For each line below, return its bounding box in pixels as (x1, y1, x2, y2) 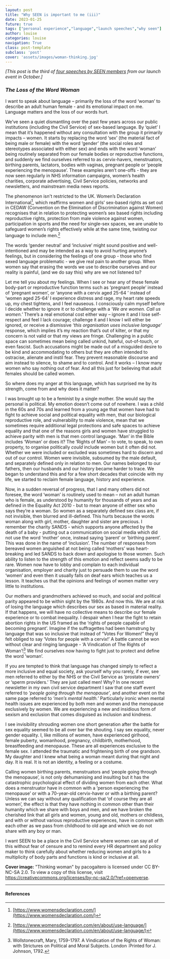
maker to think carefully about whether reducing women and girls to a (5, 849, 151, 855)
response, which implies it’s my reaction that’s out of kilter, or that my (5, 327, 150, 334)
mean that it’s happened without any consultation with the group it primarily (5, 129, 163, 135)
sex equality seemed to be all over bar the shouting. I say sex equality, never (5, 726, 165, 732)
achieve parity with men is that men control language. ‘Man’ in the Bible (5, 433, 154, 439)
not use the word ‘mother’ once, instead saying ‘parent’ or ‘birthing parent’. (5, 534, 161, 540)
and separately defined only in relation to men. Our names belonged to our (5, 460, 161, 466)
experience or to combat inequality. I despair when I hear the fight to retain (5, 614, 161, 620)
